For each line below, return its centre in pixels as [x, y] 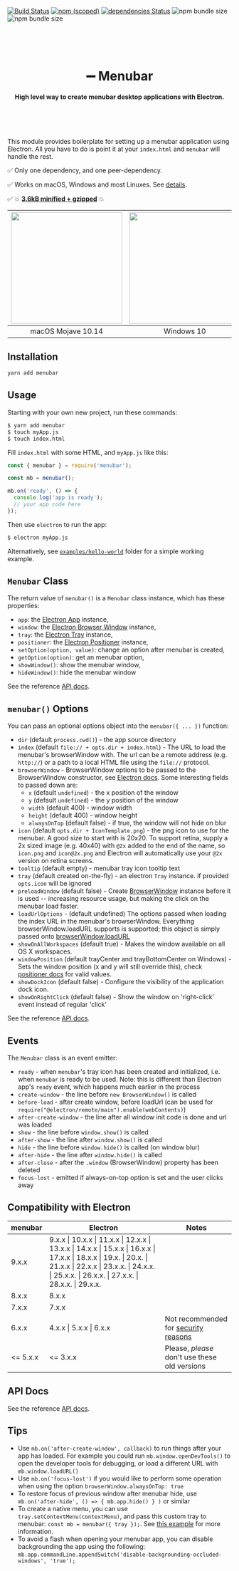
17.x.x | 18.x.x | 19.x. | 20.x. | [99, 1257]
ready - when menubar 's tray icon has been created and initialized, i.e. [119, 1072]
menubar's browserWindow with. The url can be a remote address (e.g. [122, 755]
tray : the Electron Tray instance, [65, 635]
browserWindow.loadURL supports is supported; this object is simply [119, 929]
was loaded [34, 1124]
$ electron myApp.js [38, 538]
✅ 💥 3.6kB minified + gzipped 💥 [56, 199]
